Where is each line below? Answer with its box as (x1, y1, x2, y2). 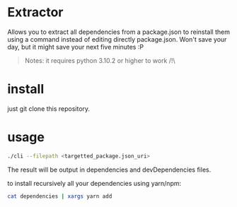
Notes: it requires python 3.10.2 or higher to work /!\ (24, 56, 175, 64)
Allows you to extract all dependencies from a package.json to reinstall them (7, 28, 230, 36)
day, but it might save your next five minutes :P (7, 42, 144, 51)
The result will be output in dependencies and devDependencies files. (7, 165, 212, 174)
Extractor (7, 4, 64, 20)
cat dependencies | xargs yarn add (7, 192, 112, 200)
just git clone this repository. (7, 104, 91, 113)
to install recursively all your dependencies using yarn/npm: (7, 179, 182, 187)
